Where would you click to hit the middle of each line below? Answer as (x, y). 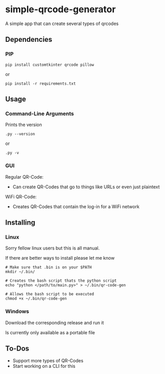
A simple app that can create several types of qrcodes (62, 23)
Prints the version (24, 125)
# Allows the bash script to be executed (50, 294)
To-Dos (17, 348)
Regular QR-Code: (24, 177)
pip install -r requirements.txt (41, 83)
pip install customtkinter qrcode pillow (50, 65)
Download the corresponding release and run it (55, 322)
